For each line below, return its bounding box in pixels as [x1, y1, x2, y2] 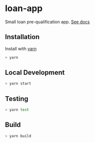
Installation [5, 33, 40, 41]
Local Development [5, 69, 65, 77]
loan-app [5, 3, 43, 14]
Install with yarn [5, 45, 37, 51]
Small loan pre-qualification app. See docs [5, 19, 90, 25]
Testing [5, 95, 29, 103]
